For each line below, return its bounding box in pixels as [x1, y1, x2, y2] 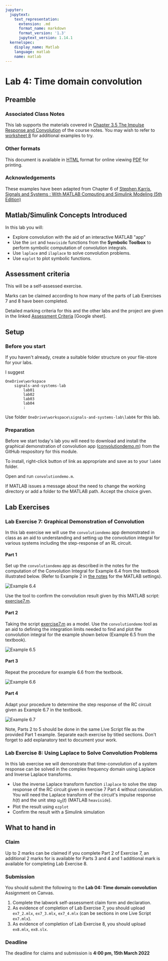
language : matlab [14, 49, 51, 54]
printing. [5, 162, 23, 168]
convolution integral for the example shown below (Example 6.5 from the [5, 631, 155, 637]
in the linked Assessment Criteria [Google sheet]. [5, 313, 107, 319]
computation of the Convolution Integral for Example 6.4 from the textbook [5, 568, 159, 574]
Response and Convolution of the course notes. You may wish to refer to [5, 127, 155, 133]
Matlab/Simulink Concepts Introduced [5, 211, 127, 220]
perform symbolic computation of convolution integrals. [12, 244, 128, 251]
